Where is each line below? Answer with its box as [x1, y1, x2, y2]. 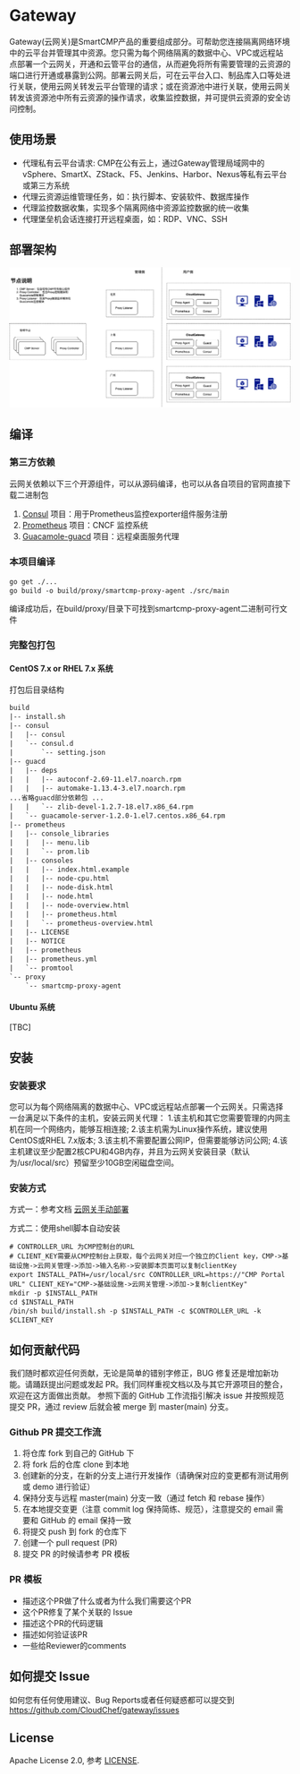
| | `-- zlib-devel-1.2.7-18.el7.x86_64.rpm [9, 802, 194, 811]
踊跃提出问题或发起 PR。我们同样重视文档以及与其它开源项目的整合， [32, 1379, 287, 1390]
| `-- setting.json [9, 749, 105, 758]
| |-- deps [9, 767, 58, 776]
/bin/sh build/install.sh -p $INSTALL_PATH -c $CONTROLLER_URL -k [9, 1307, 262, 1316]
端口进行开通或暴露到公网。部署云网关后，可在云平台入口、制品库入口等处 [9, 69, 283, 81]
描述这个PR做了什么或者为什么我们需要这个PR [21, 1595, 192, 1606]
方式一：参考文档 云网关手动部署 [9, 1204, 129, 1214]
